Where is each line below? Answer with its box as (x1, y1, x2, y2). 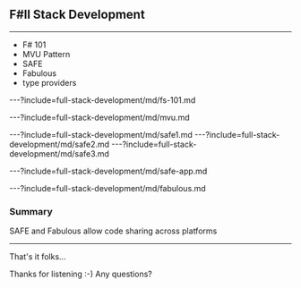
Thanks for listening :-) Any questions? (9, 268, 152, 280)
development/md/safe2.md (9, 139, 110, 149)
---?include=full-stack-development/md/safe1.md (9, 129, 193, 140)
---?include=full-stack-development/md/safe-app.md (9, 165, 208, 176)
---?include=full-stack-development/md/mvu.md (9, 112, 190, 123)
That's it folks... (9, 251, 66, 262)
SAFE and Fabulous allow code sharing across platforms (9, 225, 218, 236)
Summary (9, 205, 54, 217)
